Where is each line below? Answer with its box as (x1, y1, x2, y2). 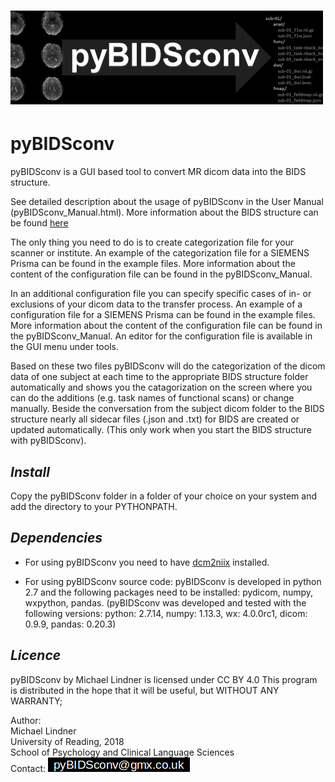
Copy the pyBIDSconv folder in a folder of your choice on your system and (10, 490, 317, 502)
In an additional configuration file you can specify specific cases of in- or (10, 288, 312, 300)
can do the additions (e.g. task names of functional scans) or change (10, 392, 295, 404)
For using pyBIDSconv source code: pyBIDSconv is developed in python (24, 575, 322, 587)
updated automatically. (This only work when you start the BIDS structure (10, 424, 313, 436)
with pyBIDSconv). (10, 435, 87, 447)
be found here (10, 217, 69, 229)
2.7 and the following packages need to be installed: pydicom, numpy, (24, 586, 314, 598)
